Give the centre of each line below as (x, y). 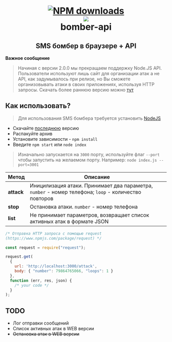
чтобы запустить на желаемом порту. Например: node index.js (87, 160)
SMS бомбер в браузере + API (86, 46)
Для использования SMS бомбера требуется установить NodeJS (89, 118)
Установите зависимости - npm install (55, 139)
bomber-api (86, 27)
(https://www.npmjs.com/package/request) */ (53, 238)
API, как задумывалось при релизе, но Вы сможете (74, 79)
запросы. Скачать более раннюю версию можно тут (76, 90)
